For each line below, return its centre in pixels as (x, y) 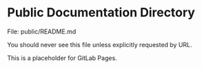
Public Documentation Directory (101, 13)
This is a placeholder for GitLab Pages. (62, 58)
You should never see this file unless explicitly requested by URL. (100, 44)
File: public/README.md (42, 31)
